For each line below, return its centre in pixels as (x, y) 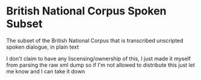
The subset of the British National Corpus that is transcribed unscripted (95, 40)
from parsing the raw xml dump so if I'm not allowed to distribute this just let (100, 65)
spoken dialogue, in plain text (43, 47)
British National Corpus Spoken (86, 11)
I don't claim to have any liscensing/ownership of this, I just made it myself (98, 58)
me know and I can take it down (46, 71)
